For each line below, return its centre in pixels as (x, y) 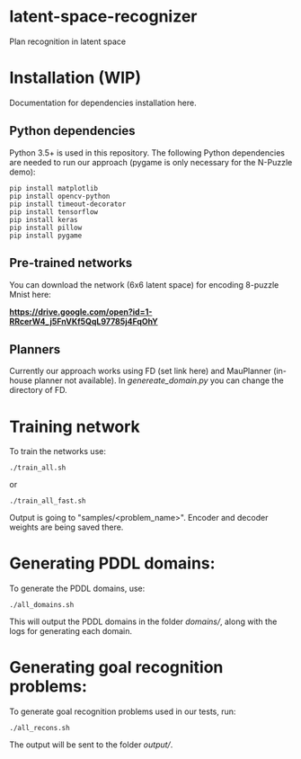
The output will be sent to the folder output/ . (91, 745)
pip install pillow (46, 228)
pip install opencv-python (60, 196)
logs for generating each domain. (71, 631)
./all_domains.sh (42, 605)
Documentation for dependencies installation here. (103, 103)
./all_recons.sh (40, 728)
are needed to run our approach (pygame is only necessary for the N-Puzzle (151, 162)
